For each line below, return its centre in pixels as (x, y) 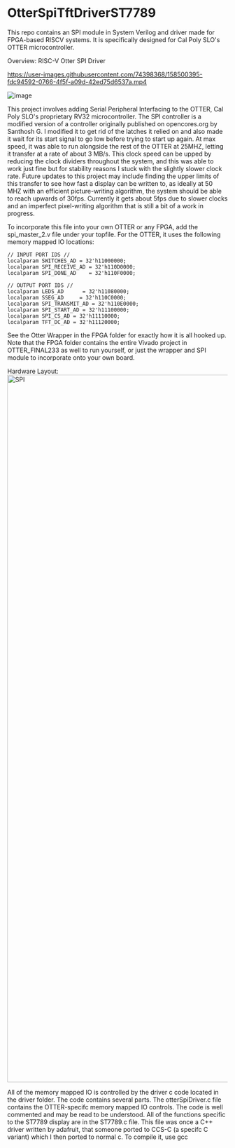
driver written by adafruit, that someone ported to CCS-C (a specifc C (108, 1129)
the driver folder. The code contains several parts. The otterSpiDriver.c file (114, 1100)
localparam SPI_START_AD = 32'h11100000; (69, 310)
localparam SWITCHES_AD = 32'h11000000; (67, 261)
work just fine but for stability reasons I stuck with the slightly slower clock (115, 168)
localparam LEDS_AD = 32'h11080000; (69, 291)
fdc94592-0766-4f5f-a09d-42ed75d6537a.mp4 (77, 81)
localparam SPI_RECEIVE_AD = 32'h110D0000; (72, 267)
